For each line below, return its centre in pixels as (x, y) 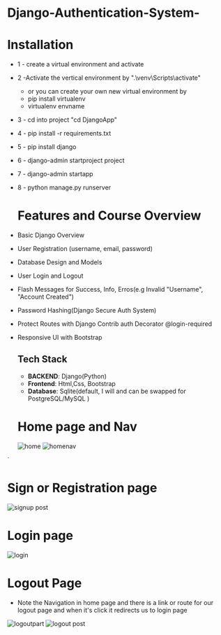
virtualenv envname (56, 106)
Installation (40, 45)
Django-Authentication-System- (104, 13)
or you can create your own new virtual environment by (107, 92)
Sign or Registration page (82, 488)
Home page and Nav (77, 427)
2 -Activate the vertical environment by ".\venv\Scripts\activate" (109, 78)
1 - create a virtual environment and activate (81, 64)
